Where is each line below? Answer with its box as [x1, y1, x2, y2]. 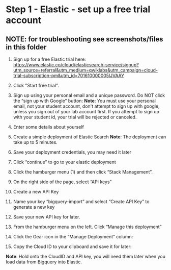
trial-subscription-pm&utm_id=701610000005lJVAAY [13, 72, 124, 79]
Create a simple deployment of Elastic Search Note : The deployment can [13, 134, 166, 140]
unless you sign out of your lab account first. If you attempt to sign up [13, 109, 160, 114]
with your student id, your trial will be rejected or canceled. [13, 114, 137, 120]
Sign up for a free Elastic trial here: [13, 56, 86, 62]
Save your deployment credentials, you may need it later [13, 149, 132, 155]
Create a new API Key [13, 189, 59, 194]
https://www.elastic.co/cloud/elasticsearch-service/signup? [13, 62, 139, 67]
